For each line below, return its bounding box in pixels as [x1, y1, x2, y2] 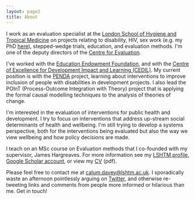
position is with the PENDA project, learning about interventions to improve [6, 73, 186, 80]
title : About [6, 14, 38, 20]
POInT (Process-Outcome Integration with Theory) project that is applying [6, 85, 184, 92]
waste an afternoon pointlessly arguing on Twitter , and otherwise [6, 175, 162, 182]
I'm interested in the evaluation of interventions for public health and [6, 109, 170, 116]
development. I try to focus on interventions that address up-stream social [6, 115, 185, 122]
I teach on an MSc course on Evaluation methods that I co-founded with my [6, 145, 188, 152]
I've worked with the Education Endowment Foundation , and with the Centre [6, 60, 189, 67]
